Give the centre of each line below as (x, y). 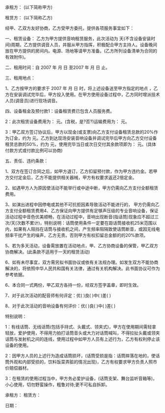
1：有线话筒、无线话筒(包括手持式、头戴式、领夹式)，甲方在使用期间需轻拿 (81, 327)
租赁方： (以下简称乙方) (29, 18)
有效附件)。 (17, 57)
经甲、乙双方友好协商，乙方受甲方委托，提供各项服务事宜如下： (69, 28)
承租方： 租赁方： (23, 395)
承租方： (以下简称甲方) (29, 7)
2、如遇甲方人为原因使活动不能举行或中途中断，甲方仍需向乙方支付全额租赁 (82, 188)
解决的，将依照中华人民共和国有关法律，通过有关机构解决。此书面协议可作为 (82, 268)
